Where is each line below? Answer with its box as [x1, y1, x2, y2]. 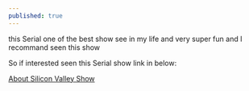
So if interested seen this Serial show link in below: [8, 58, 177, 68]
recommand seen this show [8, 42, 101, 52]
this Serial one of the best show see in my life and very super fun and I [8, 34, 243, 43]
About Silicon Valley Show [8, 73, 95, 83]
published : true [8, 11, 63, 20]
